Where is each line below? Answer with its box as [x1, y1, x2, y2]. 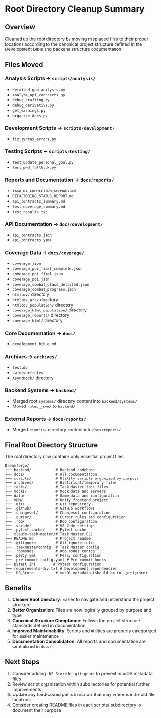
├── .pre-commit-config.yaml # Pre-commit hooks [5, 557, 106, 563]
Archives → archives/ [5, 353, 57, 360]
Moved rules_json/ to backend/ [12, 403, 76, 409]
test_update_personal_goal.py [12, 160, 74, 165]
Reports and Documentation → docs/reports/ [5, 176, 114, 183]
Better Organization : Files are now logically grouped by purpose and [12, 607, 152, 613]
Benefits [5, 584, 32, 592]
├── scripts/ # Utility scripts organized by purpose [5, 476, 139, 481]
